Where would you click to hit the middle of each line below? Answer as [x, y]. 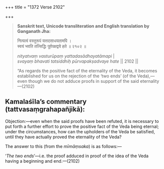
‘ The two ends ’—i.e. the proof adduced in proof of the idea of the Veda [77, 156]
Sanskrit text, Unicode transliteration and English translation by [83, 26]
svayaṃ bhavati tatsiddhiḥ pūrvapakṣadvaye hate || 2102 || [78, 61]
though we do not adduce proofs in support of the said [83, 81]
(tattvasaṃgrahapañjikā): [45, 109]
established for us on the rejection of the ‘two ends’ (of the [77, 76]
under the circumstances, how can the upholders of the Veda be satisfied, [80, 131]
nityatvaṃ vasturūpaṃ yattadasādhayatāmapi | [66, 56]
